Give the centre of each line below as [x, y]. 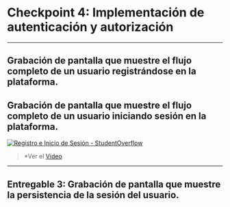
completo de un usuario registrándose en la [102, 71]
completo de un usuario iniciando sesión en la [107, 116]
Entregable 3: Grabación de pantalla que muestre [114, 184]
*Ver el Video [43, 156]
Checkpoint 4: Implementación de [106, 13]
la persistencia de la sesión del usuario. [93, 195]
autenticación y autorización [90, 27]
